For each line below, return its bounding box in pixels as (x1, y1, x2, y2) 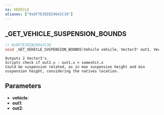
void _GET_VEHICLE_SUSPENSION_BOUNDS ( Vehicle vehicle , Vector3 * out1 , (5, 47, 152, 52)
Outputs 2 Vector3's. (5, 56, 49, 61)
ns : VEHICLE (5, 7, 29, 12)
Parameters (5, 82, 41, 90)
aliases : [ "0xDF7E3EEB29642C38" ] (5, 12, 73, 17)
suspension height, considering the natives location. (5, 69, 119, 74)
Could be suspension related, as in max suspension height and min (5, 64, 145, 70)
